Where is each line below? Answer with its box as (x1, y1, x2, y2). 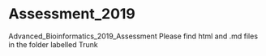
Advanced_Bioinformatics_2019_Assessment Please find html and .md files (8, 31, 258, 41)
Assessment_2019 (8, 5, 136, 23)
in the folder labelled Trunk (8, 39, 99, 49)
